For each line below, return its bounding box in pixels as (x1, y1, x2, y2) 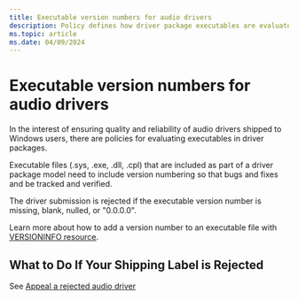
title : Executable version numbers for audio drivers (9, 12, 213, 22)
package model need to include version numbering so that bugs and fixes (9, 169, 278, 180)
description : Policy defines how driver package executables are (9, 21, 255, 30)
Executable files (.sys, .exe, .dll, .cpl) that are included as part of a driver (9, 160, 273, 171)
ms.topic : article (9, 29, 77, 38)
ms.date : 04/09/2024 (9, 37, 86, 47)
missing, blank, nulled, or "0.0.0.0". (9, 205, 137, 216)
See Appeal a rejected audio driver (9, 281, 137, 291)
